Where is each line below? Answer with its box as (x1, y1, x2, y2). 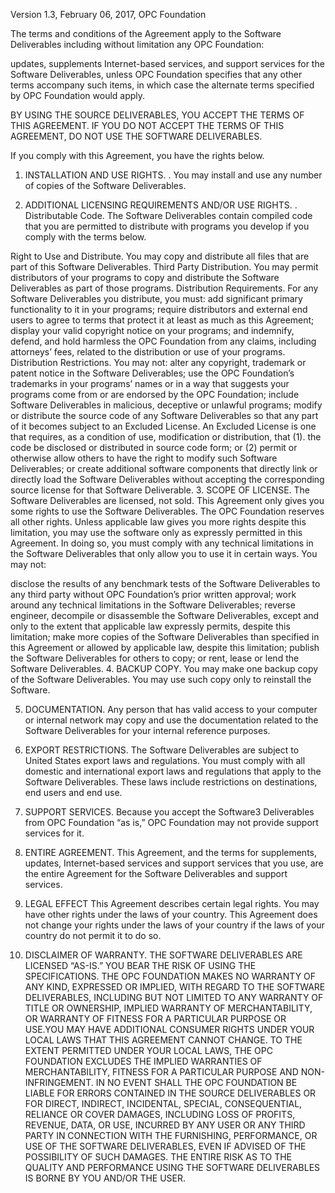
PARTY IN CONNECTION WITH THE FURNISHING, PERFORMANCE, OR (24, 1130, 318, 1141)
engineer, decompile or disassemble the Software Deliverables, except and (10, 610, 320, 621)
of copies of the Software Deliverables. (24, 180, 187, 191)
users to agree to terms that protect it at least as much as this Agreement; (10, 314, 315, 326)
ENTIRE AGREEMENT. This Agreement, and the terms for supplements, (24, 847, 318, 858)
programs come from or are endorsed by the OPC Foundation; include (10, 389, 300, 400)
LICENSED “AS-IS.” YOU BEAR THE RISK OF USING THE (24, 960, 257, 971)
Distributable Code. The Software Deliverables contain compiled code (24, 210, 313, 221)
